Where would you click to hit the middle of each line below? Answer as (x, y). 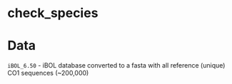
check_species (53, 13)
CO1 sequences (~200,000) (48, 73)
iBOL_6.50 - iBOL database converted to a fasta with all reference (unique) (116, 65)
